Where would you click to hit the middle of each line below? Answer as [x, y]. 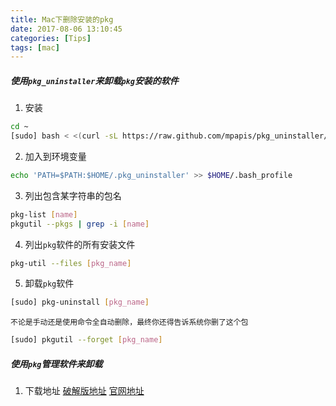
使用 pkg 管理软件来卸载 [56, 363]
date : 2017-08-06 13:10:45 [66, 29]
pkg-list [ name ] [44, 214]
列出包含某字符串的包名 [73, 195]
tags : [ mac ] [35, 47]
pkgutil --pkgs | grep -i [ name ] [80, 224]
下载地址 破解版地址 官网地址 [84, 391]
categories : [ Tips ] [51, 38]
